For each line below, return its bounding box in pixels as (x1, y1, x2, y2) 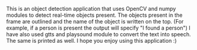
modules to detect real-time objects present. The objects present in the (6, 11, 183, 19)
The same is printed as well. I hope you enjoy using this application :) (6, 37, 177, 44)
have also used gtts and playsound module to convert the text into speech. (6, 31, 191, 38)
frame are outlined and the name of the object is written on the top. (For (6, 18, 184, 25)
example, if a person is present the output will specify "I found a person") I (6, 24, 191, 31)
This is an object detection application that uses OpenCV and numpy (6, 5, 176, 12)
